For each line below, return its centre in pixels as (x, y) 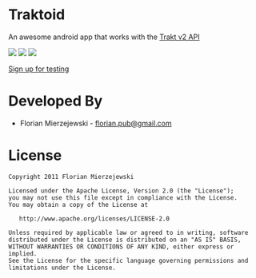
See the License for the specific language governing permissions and (128, 260)
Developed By (56, 101)
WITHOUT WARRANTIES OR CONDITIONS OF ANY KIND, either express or (121, 246)
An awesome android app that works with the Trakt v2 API (104, 37)
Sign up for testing (39, 69)
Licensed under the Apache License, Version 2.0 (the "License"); (121, 191)
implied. (23, 253)
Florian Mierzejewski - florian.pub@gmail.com (96, 123)
